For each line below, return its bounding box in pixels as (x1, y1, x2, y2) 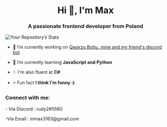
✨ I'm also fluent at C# (12, 69, 61, 75)
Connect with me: (5, 94, 50, 101)
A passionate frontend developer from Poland (27, 23, 144, 30)
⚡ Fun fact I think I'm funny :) (12, 80, 75, 86)
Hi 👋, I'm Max (57, 5, 114, 16)
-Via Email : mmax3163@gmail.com (5, 115, 79, 121)
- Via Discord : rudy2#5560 (5, 106, 63, 112)
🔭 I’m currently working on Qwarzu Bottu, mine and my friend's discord (12, 44, 162, 50)
